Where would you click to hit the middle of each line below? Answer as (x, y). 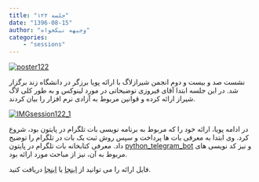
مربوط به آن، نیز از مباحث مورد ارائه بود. (68, 155)
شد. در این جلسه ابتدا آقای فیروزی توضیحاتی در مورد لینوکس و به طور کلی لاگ (124, 90)
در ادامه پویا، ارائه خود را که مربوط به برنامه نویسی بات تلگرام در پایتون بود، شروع (129, 129)
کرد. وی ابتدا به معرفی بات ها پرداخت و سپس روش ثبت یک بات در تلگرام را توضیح (129, 137)
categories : (28, 37)
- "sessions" (44, 45)
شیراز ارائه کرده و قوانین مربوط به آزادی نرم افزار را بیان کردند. (102, 99)
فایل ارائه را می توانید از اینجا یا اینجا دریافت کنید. (80, 169)
